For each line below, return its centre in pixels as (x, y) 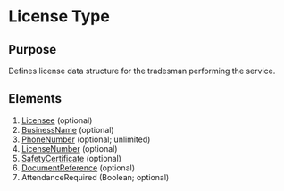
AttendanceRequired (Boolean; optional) (95, 177)
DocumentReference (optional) (78, 168)
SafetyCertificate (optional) (71, 158)
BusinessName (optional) (67, 129)
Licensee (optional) (57, 120)
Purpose (33, 50)
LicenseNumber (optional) (69, 148)
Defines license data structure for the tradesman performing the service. (142, 71)
